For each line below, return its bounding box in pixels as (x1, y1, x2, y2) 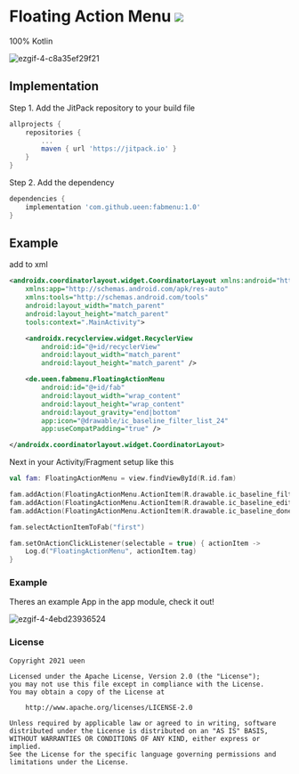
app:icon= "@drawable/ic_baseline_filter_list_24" (41, 416, 229, 425)
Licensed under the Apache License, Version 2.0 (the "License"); (9, 672, 261, 680)
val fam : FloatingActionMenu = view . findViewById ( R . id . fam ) (9, 474, 238, 483)
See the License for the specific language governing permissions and (9, 750, 277, 759)
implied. (9, 742, 42, 751)
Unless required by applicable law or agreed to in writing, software (9, 719, 277, 728)
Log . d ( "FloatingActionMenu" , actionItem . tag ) (25, 547, 198, 556)
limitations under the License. (9, 757, 129, 767)
